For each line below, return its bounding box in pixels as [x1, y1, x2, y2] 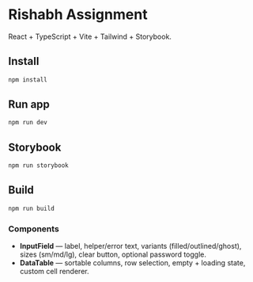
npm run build [8, 204, 55, 212]
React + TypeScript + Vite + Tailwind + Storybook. [8, 32, 172, 41]
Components [8, 223, 59, 234]
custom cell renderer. [19, 266, 89, 276]
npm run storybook [8, 162, 69, 170]
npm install [8, 75, 47, 84]
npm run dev [8, 119, 47, 127]
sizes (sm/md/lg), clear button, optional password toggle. [19, 250, 207, 259]
